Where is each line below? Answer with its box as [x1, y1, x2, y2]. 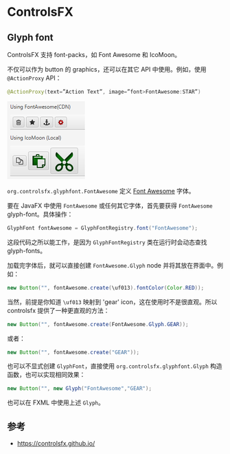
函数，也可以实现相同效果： [7, 371, 86, 379]
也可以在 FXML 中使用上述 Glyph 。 [7, 398, 104, 407]
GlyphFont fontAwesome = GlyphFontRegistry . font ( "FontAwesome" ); [7, 224, 198, 231]
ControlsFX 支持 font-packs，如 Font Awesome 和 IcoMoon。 [7, 51, 181, 58]
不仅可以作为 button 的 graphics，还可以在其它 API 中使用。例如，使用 [7, 65, 207, 73]
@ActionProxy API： [7, 74, 62, 82]
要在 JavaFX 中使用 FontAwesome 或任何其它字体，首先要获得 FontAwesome [7, 201, 213, 210]
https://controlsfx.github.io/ [16, 440, 95, 448]
